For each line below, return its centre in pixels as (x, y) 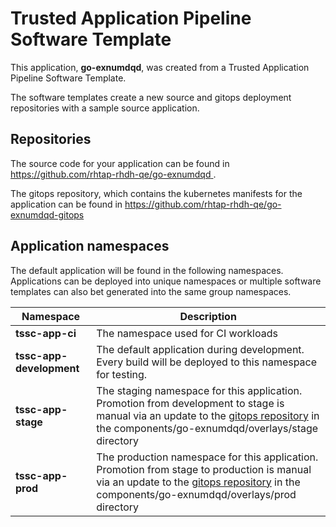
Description (208, 316)
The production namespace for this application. (207, 457)
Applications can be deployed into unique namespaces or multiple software (166, 281)
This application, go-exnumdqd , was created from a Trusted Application (160, 67)
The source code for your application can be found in (120, 163)
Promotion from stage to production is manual (204, 469)
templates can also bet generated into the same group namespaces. (151, 291)
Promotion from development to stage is (190, 403)
